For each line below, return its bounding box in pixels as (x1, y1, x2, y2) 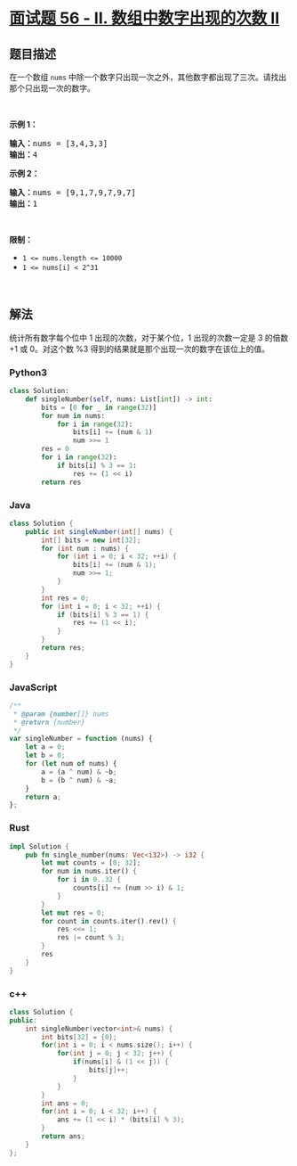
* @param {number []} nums (12, 710, 109, 718)
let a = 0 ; (25, 743, 66, 751)
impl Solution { (9, 842, 69, 851)
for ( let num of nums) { (25, 760, 117, 768)
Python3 (9, 366, 47, 379)
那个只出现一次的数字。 (9, 83, 95, 94)
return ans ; (41, 1132, 86, 1141)
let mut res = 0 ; (41, 908, 105, 917)
